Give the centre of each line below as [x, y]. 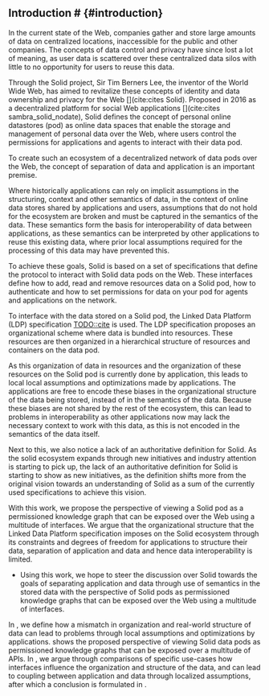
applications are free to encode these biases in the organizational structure [132, 391]
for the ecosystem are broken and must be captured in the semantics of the [133, 216]
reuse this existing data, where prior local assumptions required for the [125, 241]
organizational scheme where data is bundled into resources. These [120, 332]
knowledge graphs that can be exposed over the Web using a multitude [138, 600]
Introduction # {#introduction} [86, 13]
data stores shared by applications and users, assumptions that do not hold [133, 208]
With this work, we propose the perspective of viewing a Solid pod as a [126, 508]
